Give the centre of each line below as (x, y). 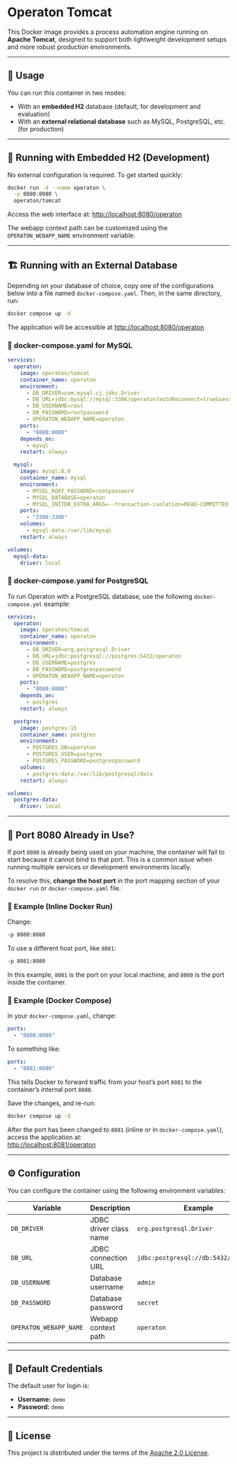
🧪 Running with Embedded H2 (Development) (109, 158)
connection (109, 1258)
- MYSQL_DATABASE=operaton (66, 498)
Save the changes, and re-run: (51, 1103)
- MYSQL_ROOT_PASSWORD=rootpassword (80, 491)
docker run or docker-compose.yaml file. (64, 888)
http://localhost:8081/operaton (52, 1144)
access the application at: (45, 1137)
